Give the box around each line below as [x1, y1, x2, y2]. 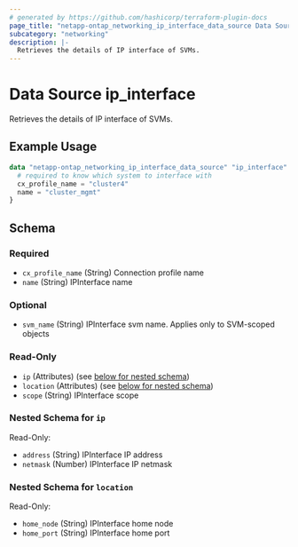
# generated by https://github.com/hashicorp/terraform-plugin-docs [9, 12, 268, 22]
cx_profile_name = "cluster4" [17, 179, 129, 188]
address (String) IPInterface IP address [21, 449, 163, 460]
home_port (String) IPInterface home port [21, 527, 170, 538]
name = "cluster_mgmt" [17, 187, 101, 196]
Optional [9, 298, 47, 311]
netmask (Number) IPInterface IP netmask [21, 458, 173, 469]
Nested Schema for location [9, 480, 134, 493]
